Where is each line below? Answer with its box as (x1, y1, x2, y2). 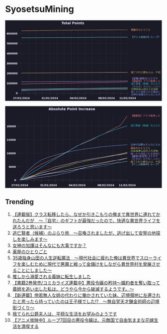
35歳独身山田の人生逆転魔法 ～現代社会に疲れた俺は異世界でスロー (12, 255, 153, 261)
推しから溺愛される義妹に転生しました (12, 274, 91, 280)
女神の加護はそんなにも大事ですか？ (12, 242, 87, 248)
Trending (5, 198, 34, 206)
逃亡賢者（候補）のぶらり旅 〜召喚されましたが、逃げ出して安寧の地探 (12, 230, 161, 236)
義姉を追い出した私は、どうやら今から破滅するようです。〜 (12, 286, 134, 292)
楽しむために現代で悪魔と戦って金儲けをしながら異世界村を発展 (21, 261, 152, 267)
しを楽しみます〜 (12, 236, 48, 242)
